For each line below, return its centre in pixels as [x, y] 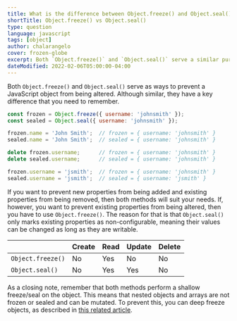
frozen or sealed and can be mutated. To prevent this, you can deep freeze [116, 302]
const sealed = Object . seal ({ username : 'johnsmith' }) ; [93, 120]
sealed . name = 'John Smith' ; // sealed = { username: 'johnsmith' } [112, 140]
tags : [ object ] [30, 40]
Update [139, 246]
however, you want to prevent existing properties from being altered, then [114, 207]
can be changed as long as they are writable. [73, 229]
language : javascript [39, 33]
